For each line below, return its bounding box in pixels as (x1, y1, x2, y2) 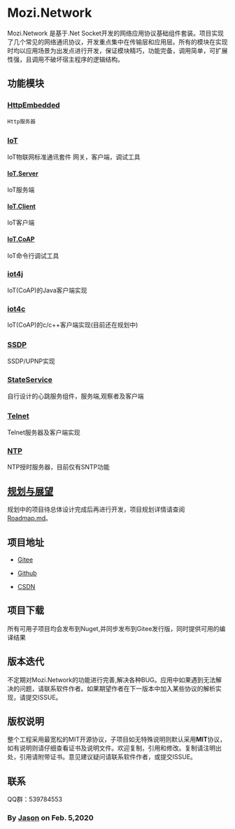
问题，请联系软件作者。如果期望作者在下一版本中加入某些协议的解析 (19, 684, 215, 693)
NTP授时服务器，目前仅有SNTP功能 (7, 463, 111, 472)
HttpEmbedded (7, 100, 61, 110)
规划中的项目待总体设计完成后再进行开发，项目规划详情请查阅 (7, 505, 185, 513)
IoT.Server (7, 169, 38, 178)
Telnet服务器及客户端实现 (7, 428, 80, 437)
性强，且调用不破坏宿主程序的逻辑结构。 (7, 55, 124, 64)
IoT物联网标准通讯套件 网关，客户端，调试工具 (7, 153, 141, 161)
